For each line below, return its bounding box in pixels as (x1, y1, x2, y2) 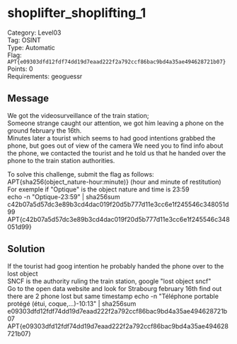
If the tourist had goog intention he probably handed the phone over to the (7, 261, 224, 270)
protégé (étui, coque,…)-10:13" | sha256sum (7, 299, 137, 308)
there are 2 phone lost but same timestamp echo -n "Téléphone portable (7, 292, 219, 300)
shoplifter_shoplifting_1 (7, 5, 146, 21)
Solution (7, 243, 45, 255)
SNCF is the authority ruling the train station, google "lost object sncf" (7, 277, 212, 285)
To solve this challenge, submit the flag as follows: (7, 170, 154, 178)
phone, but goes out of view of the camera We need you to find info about (7, 141, 224, 150)
